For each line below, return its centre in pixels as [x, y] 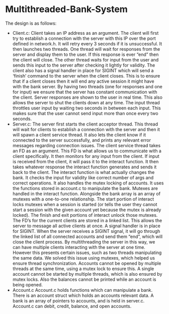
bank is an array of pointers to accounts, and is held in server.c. [78, 300]
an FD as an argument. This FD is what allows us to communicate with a [87, 151]
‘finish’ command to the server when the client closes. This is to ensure [86, 76]
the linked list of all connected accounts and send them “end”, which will [87, 236]
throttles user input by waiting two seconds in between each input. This [87, 108]
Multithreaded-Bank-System [67, 9]
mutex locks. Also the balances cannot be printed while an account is [84, 279]
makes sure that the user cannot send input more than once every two [85, 113]
